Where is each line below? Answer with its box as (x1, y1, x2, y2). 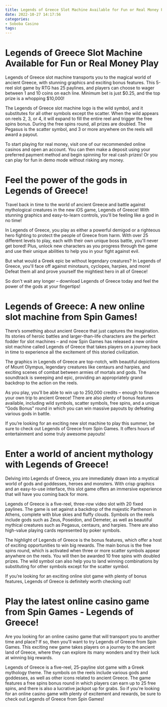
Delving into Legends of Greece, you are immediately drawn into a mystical (5, 475, 159, 481)
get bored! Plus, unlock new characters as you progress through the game (5, 243, 158, 249)
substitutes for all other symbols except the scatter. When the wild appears (5, 111, 159, 117)
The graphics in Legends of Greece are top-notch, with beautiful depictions (5, 358, 160, 364)
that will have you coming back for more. (5, 491, 88, 497)
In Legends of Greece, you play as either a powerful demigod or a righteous (5, 227, 161, 233)
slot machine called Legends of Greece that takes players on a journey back (5, 344, 161, 350)
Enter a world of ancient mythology (5, 449, 154, 460)
